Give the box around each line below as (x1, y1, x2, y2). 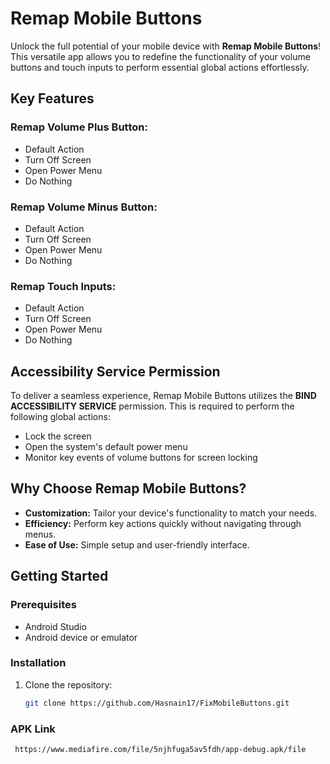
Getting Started (10, 568, 109, 585)
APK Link (10, 722, 56, 736)
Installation (10, 656, 67, 670)
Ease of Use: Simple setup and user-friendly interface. (24, 538, 250, 551)
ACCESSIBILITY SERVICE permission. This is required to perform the (10, 400, 295, 412)
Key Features (10, 90, 95, 107)
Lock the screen (24, 430, 92, 442)
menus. (24, 528, 57, 540)
